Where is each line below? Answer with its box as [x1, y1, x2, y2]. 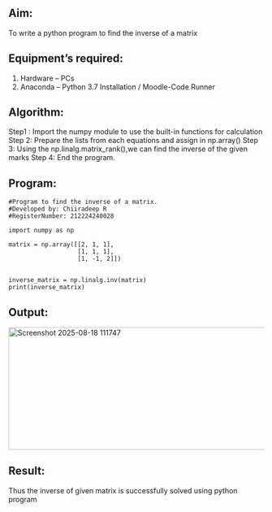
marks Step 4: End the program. [8, 153, 115, 163]
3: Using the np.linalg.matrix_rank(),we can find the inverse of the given [8, 144, 248, 154]
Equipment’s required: [8, 52, 123, 66]
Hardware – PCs [19, 73, 75, 83]
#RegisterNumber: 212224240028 [8, 212, 114, 220]
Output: [8, 305, 49, 319]
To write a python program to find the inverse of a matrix [8, 28, 198, 37]
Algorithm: [8, 106, 64, 119]
